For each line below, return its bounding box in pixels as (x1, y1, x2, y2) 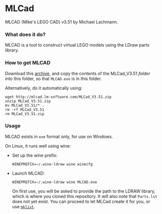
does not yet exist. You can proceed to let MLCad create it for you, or (12, 198, 150, 204)
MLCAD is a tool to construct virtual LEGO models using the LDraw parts (5, 42, 149, 48)
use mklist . (12, 203, 35, 209)
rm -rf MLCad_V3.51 (5, 107, 45, 112)
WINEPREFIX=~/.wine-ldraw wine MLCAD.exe (12, 180, 97, 184)
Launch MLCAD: (12, 170, 45, 176)
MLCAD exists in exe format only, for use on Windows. (5, 133, 113, 139)
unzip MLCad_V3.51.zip (5, 99, 51, 103)
